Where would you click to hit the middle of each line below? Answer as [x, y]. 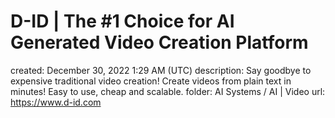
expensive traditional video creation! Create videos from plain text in [151, 81]
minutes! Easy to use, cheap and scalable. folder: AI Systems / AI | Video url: [168, 91]
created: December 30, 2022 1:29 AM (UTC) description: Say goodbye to [161, 70]
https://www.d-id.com [56, 102]
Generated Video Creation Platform [159, 42]
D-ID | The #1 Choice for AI [122, 21]
